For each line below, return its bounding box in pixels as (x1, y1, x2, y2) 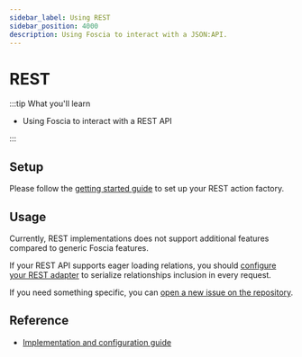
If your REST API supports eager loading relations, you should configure (9, 260, 277, 271)
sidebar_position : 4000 (9, 22, 99, 31)
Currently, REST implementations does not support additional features (9, 233, 270, 244)
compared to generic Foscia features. (9, 242, 149, 253)
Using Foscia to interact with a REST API (22, 116, 173, 127)
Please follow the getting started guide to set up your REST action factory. (9, 183, 285, 194)
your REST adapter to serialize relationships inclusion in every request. (9, 269, 272, 280)
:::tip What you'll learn (9, 98, 91, 109)
